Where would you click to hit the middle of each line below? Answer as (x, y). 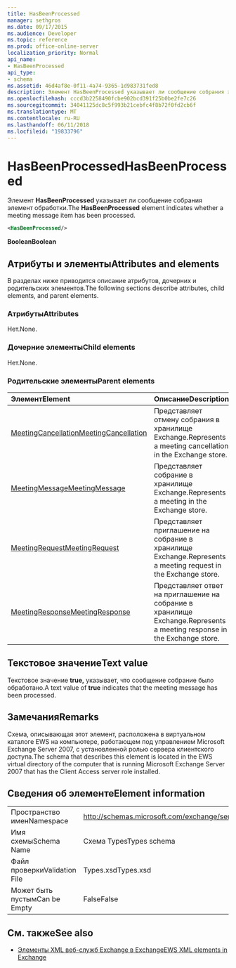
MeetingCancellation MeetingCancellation (79, 433)
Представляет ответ (188, 585)
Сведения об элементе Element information (106, 793)
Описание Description (191, 399)
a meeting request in (188, 565)
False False (101, 899)
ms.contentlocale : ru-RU (44, 118)
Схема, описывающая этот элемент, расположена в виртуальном (106, 734)
